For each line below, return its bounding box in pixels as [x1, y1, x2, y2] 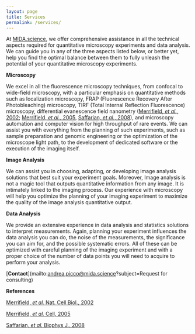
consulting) [6, 276, 33, 284]
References [6, 288, 35, 295]
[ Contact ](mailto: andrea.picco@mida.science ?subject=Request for [6, 270, 168, 277]
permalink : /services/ [6, 19, 61, 25]
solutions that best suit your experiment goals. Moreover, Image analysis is [6, 174, 186, 181]
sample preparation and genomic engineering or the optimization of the [6, 133, 178, 140]
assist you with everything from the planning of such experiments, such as [6, 126, 186, 133]
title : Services [6, 14, 46, 20]
